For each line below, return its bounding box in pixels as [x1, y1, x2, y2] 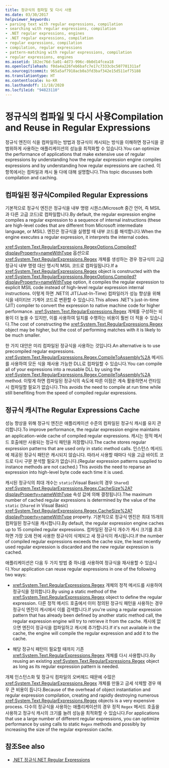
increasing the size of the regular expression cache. [5, 726, 114, 733]
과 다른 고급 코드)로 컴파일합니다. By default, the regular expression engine [5, 211, 156, 218]
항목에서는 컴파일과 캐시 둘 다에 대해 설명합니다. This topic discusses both [5, 169, 153, 175]
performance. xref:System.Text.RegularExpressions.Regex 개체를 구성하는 [5, 308, 158, 314]
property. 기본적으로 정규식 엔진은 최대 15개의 [73, 514, 164, 520]
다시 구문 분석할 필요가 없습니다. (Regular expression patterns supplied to [14, 458, 162, 464]
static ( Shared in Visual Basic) [5, 502, 69, 509]
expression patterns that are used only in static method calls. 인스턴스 [5, 446, 150, 452]
